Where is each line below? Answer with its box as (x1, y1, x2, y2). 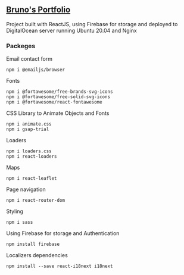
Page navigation (6, 186, 46, 193)
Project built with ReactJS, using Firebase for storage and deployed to (6, 20, 178, 27)
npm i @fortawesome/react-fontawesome (6, 99, 102, 105)
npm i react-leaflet (6, 176, 58, 182)
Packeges (6, 42, 36, 50)
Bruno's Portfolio (6, 5, 71, 15)
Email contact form (6, 55, 52, 62)
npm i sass (6, 220, 33, 226)
